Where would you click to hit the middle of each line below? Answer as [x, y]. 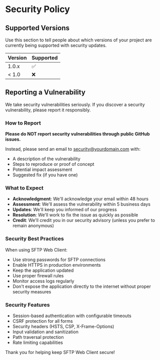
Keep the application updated [43, 270]
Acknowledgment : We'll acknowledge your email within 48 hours [81, 199]
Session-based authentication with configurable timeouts [72, 316]
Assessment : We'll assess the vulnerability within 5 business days [82, 204]
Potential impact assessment [42, 169]
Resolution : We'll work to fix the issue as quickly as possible [75, 215]
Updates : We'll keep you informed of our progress [65, 210]
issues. [13, 139]
